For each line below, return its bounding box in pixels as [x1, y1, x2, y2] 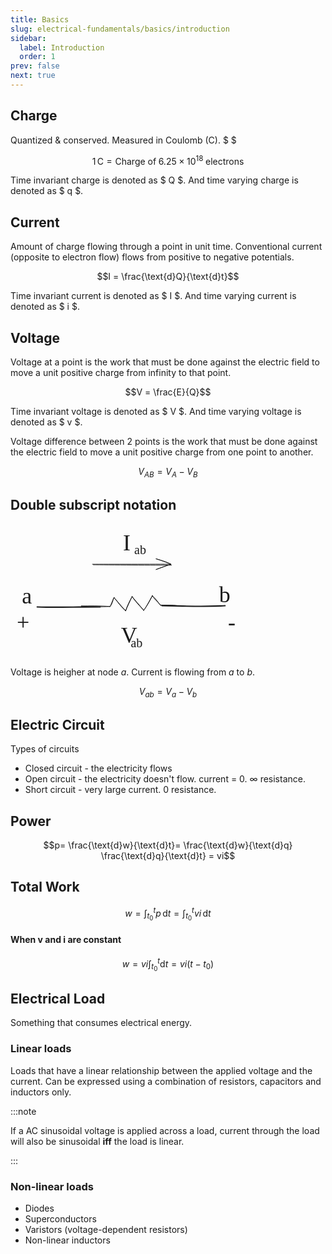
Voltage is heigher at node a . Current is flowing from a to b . [10, 666, 256, 678]
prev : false [10, 61, 60, 71]
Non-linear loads [10, 1179, 94, 1193]
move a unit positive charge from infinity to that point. [10, 366, 232, 378]
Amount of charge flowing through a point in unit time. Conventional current [10, 241, 323, 253]
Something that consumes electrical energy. [10, 1017, 193, 1029]
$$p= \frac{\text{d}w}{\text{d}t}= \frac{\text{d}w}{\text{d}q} [43, 839, 293, 851]
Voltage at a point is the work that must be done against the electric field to [10, 356, 320, 368]
